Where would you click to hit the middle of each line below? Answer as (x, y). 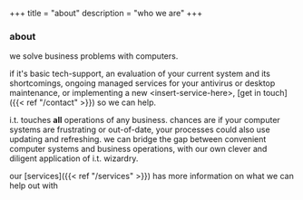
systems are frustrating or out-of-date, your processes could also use (140, 129)
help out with (34, 186)
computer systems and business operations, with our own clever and (138, 149)
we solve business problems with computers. (94, 56)
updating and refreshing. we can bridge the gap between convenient (138, 139)
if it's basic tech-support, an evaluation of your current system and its (140, 74)
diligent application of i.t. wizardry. (74, 158)
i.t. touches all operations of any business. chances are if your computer (145, 120)
